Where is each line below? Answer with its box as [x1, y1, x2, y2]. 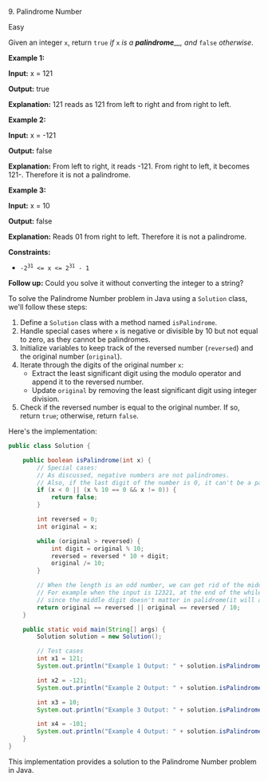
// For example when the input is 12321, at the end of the [37, 589, 241, 597]
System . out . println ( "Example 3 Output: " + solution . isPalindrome [37, 706, 262, 714]
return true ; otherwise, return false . [19, 411, 140, 420]
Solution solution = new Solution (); [37, 632, 162, 641]
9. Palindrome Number [8, 7, 82, 16]
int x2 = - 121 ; [37, 676, 88, 684]
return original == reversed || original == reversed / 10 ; [37, 603, 241, 612]
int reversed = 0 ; [37, 515, 98, 523]
